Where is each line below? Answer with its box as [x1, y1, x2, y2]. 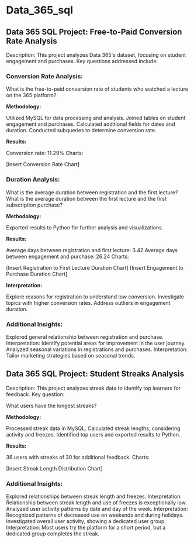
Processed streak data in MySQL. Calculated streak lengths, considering [6, 425, 181, 432]
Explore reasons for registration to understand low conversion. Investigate [6, 293, 185, 300]
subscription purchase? [6, 201, 63, 208]
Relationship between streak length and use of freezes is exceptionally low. [6, 499, 187, 506]
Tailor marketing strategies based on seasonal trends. [6, 352, 136, 359]
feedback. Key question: [6, 390, 65, 398]
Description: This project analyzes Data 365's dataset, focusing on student [6, 51, 186, 59]
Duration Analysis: [6, 176, 60, 184]
